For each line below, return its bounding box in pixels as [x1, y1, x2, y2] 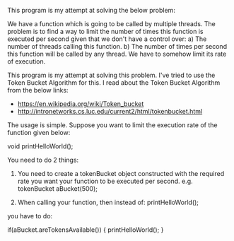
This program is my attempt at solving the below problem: [7, 6, 175, 14]
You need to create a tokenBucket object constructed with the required [17, 170, 225, 177]
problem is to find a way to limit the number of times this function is [7, 28, 204, 35]
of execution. [7, 57, 46, 66]
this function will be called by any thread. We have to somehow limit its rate [7, 49, 227, 58]
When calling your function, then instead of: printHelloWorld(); [17, 198, 199, 206]
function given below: [7, 129, 71, 136]
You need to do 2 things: [7, 155, 79, 164]
